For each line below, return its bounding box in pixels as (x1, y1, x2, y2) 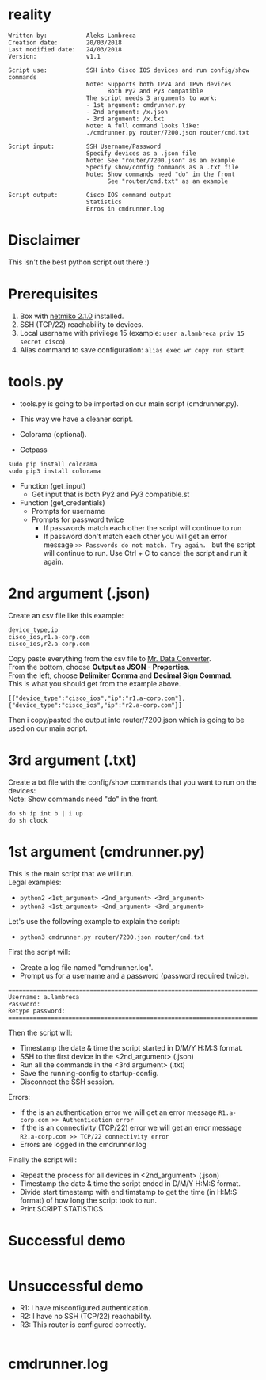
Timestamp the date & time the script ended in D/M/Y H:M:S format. (19, 1178, 241, 1188)
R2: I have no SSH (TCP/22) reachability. (19, 1312, 152, 1321)
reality (8, 6, 51, 24)
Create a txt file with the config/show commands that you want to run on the (8, 777, 257, 787)
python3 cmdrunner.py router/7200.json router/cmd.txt (19, 933, 205, 941)
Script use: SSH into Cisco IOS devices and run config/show (8, 66, 249, 74)
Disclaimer (8, 231, 81, 249)
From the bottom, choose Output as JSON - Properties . (8, 662, 190, 671)
